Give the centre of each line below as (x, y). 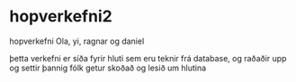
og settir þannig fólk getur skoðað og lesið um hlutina (108, 68)
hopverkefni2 (61, 16)
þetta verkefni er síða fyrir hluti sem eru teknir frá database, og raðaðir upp (148, 58)
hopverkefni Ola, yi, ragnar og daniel (77, 41)
